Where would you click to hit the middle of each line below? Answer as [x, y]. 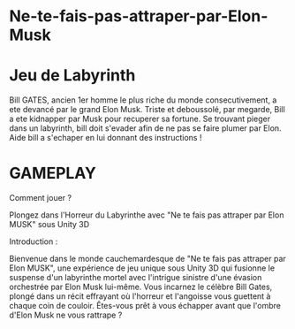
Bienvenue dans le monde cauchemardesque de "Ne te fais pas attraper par [148, 259]
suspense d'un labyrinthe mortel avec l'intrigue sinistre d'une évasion [136, 278]
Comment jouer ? [41, 198]
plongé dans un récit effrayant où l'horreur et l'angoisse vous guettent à [140, 296]
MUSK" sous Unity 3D [49, 225]
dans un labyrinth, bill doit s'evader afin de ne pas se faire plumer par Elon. [145, 128]
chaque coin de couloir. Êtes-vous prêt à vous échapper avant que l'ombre [145, 306]
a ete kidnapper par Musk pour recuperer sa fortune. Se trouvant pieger [140, 119]
